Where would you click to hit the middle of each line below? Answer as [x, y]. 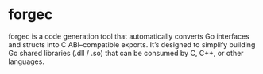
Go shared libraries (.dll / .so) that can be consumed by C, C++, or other [126, 53]
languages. [27, 61]
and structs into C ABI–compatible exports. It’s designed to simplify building [132, 44]
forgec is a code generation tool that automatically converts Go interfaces [129, 36]
